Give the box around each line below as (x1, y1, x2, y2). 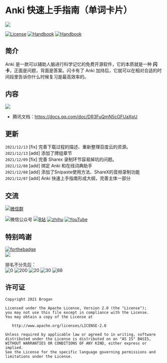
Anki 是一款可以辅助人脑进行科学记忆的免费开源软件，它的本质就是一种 (5, 61, 152, 67)
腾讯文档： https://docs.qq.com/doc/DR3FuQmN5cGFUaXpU (12, 114, 138, 120)
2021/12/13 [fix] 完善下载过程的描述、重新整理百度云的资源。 (5, 144, 131, 150)
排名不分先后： (5, 262, 36, 267)
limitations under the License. (5, 354, 73, 359)
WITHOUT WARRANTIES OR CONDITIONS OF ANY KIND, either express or (5, 340, 147, 346)
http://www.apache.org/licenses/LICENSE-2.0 (12, 323, 107, 328)
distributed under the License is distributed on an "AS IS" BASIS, (5, 336, 151, 341)
